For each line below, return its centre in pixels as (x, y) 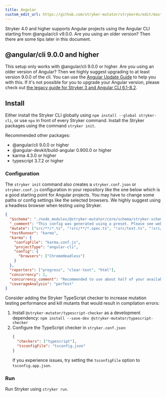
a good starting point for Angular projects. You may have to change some (80, 195)
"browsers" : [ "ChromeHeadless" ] (51, 256)
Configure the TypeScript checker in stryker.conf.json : (69, 328)
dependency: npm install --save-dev (51, 318)
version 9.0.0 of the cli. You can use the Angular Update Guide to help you (81, 77)
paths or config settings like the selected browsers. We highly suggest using (83, 200)
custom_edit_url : (23, 14)
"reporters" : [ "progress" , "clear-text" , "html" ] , (63, 270)
